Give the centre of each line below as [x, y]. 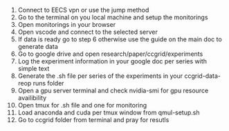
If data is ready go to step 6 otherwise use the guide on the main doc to [120, 39]
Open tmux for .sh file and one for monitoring [82, 105]
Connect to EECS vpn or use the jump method [83, 10]
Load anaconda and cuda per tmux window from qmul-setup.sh [109, 112]
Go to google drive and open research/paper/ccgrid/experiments [110, 54]
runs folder [48, 83]
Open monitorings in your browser [67, 24]
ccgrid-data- [202, 76]
